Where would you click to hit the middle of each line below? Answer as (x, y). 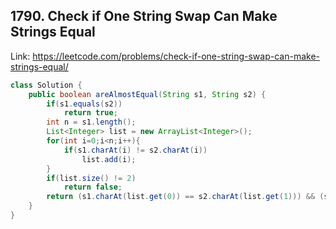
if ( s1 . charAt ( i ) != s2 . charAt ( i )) (135, 150)
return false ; (93, 187)
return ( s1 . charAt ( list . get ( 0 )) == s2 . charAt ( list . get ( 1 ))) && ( (185, 197)
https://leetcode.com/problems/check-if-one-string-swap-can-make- (176, 56)
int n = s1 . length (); (91, 122)
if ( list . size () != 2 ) (91, 178)
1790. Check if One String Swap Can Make (144, 16)
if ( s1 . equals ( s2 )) (84, 104)
